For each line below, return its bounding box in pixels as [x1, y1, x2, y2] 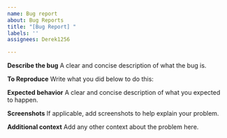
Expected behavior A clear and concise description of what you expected [7, 89, 221, 97]
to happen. [7, 95, 38, 105]
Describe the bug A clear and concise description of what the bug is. [7, 61, 207, 70]
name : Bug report [7, 10, 58, 17]
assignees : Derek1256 [7, 36, 71, 43]
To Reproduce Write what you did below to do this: [7, 75, 154, 84]
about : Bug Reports [7, 17, 64, 24]
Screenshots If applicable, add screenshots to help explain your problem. [7, 109, 219, 118]
